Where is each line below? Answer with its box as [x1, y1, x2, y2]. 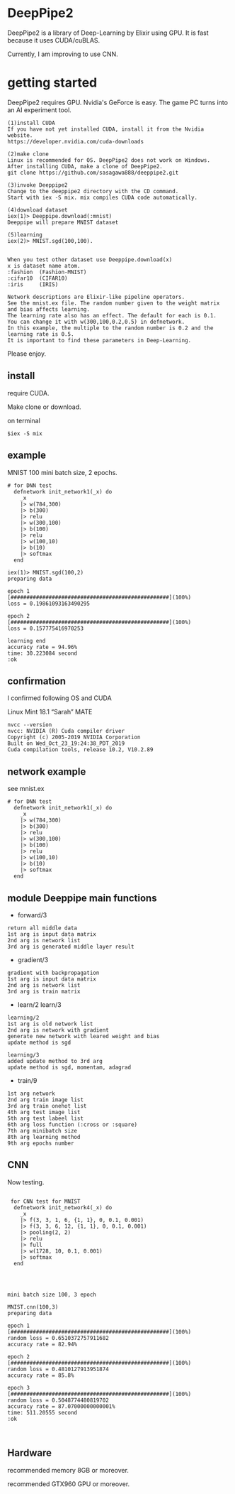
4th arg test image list [7, 1108, 81, 1116]
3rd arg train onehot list [7, 1102, 87, 1109]
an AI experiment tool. [7, 105, 72, 114]
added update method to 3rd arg [7, 1057, 103, 1064]
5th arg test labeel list [7, 1115, 84, 1122]
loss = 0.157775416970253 [7, 625, 84, 632]
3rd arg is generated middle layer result [7, 943, 134, 950]
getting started [7, 75, 98, 91]
